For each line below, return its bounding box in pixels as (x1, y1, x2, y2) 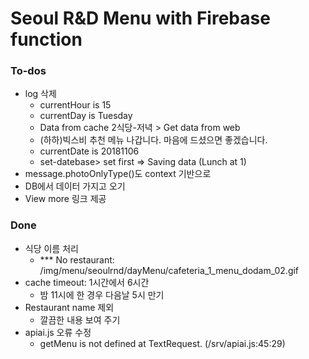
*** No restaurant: (39, 253, 115, 266)
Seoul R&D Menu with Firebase (10, 7, 271, 30)
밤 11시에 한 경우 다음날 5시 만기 (39, 288, 165, 301)
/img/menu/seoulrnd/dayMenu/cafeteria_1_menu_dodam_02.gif (39, 264, 300, 276)
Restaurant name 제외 (24, 301, 115, 313)
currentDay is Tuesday (39, 110, 133, 122)
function (10, 28, 83, 51)
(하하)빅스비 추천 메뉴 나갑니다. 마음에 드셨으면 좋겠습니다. (39, 134, 268, 146)
